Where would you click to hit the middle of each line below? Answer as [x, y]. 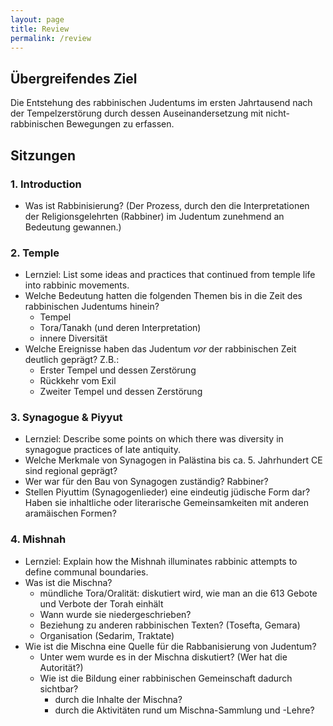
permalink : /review [51, 38]
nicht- [278, 113]
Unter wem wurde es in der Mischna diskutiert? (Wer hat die [163, 657]
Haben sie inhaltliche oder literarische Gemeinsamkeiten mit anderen [166, 503]
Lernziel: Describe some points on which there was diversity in [154, 439]
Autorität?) [61, 667]
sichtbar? [59, 688]
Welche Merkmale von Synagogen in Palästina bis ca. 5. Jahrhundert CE [173, 460]
